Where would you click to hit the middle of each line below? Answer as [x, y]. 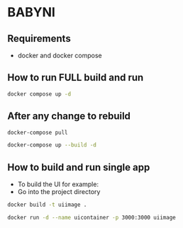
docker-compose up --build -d [52, 145]
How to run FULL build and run [76, 78]
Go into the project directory [59, 192]
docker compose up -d [39, 94]
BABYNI [31, 12]
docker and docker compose [60, 55]
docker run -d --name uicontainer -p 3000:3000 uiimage [91, 217]
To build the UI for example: [58, 184]
